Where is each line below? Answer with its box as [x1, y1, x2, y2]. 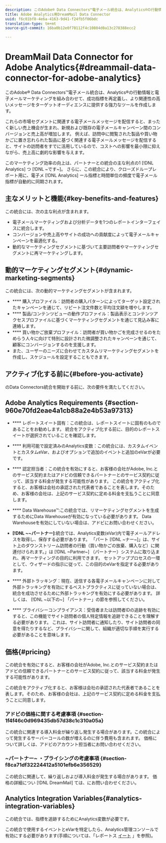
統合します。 [21, 225, 47, 231]
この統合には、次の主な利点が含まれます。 [5, 209, 91, 214]
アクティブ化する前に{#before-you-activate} [5, 370, 144, 378]
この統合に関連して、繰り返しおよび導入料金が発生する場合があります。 [5, 773, 152, 779]
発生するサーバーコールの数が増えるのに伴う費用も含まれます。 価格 [13, 735, 153, 741]
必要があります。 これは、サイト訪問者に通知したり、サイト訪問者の [16, 620, 156, 626]
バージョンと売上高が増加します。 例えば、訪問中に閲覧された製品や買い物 [5, 131, 158, 137]
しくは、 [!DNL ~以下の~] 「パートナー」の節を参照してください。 [12, 596, 148, 602]
